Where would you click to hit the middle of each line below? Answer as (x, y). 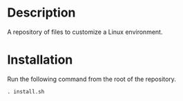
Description (41, 13)
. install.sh (26, 91)
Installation (40, 60)
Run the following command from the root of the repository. (91, 79)
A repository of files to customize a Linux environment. (85, 32)
